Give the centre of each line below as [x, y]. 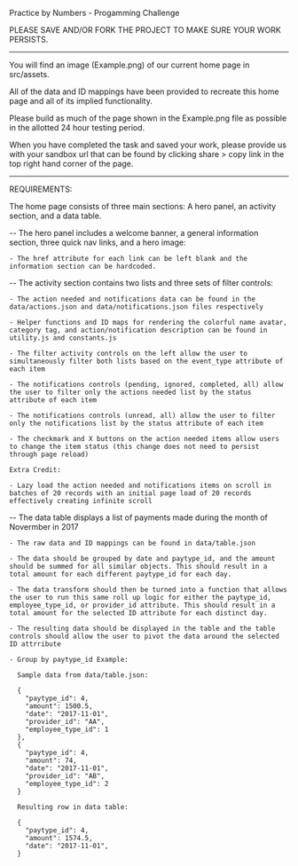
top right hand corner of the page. [71, 164]
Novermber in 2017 [44, 527]
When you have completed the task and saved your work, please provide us [148, 145]
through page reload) [49, 454]
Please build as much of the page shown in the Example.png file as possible [148, 118]
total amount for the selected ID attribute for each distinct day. [138, 613]
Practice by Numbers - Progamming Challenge [94, 13]
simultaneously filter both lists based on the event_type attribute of [146, 361]
